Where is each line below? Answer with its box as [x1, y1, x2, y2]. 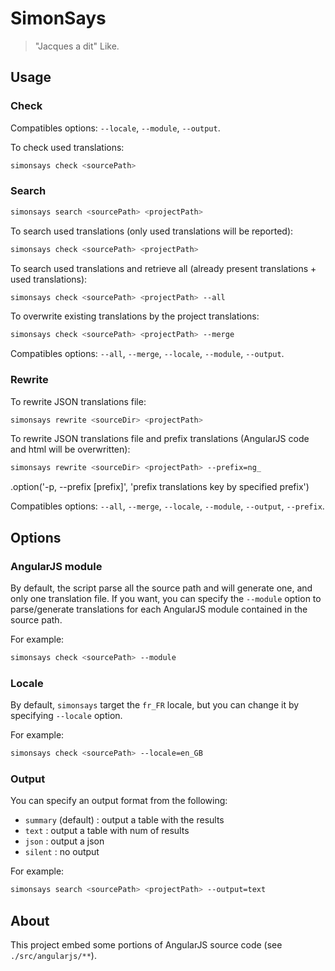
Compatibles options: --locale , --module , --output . [10, 122, 221, 134]
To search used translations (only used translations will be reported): [10, 225, 294, 237]
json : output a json [24, 835, 105, 847]
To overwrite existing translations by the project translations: [10, 310, 260, 322]
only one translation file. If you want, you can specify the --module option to [10, 593, 322, 605]
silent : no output [24, 846, 100, 858]
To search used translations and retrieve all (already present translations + [10, 262, 317, 274]
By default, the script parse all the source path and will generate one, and [10, 582, 313, 594]
